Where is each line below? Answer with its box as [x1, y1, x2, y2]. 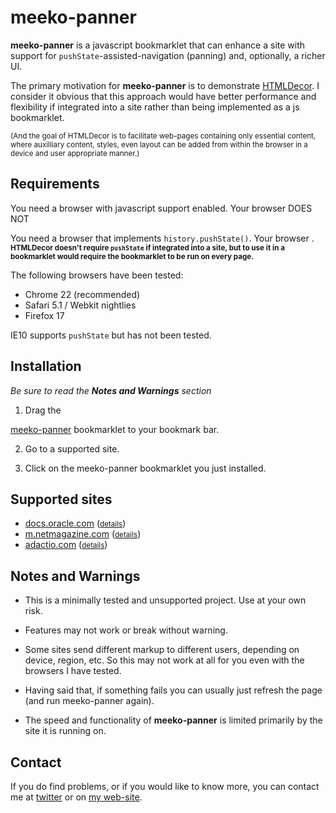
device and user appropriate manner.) [10, 148, 140, 158]
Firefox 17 [24, 309, 65, 321]
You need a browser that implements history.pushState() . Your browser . [10, 232, 315, 244]
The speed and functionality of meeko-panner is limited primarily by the [24, 714, 323, 726]
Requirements [10, 176, 100, 193]
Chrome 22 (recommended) [24, 288, 141, 300]
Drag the [24, 404, 62, 416]
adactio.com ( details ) [24, 539, 108, 551]
